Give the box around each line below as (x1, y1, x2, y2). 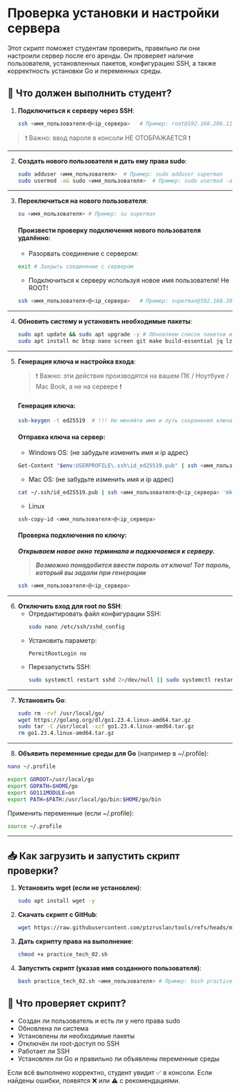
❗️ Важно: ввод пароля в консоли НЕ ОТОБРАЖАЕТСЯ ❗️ (24, 134, 191, 142)
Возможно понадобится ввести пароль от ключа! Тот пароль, (35, 561, 231, 569)
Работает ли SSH (17, 1046, 70, 1055)
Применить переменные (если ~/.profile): (7, 808, 134, 817)
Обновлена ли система (17, 1023, 89, 1033)
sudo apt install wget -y (17, 898, 95, 905)
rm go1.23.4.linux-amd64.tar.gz (17, 730, 114, 737)
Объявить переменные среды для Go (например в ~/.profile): (17, 749, 209, 758)
